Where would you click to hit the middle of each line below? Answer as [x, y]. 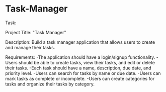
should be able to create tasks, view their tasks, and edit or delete [87, 62]
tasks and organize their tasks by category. [50, 84]
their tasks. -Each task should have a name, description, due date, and [78, 68]
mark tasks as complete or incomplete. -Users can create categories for [80, 78]
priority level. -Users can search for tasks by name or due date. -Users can [83, 73]
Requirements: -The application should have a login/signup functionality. [80, 57]
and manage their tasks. [30, 47]
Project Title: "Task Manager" [36, 32]
